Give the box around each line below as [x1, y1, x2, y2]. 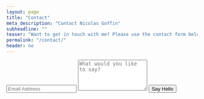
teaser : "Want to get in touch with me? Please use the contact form [6, 32, 186, 38]
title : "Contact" [6, 15, 50, 21]
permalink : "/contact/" [6, 37, 67, 43]
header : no [6, 43, 34, 49]
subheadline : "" [6, 26, 47, 32]
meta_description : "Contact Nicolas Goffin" [6, 20, 121, 26]
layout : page [6, 9, 39, 15]
